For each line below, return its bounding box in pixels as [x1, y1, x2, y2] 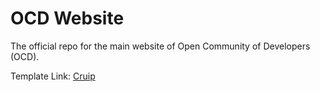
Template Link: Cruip [10, 70, 96, 82]
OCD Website [10, 7, 125, 30]
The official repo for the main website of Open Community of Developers [10, 40, 311, 52]
